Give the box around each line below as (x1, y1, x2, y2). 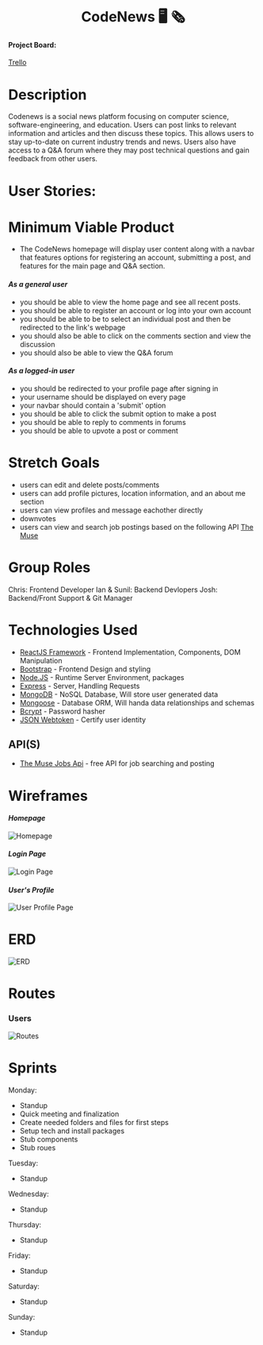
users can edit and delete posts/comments (19, 480, 160, 489)
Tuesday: (8, 1158, 38, 1168)
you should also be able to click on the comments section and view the (19, 330, 252, 340)
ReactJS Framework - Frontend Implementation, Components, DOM (19, 647, 242, 657)
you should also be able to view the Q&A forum (19, 348, 173, 358)
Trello (8, 58, 27, 68)
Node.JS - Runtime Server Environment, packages (19, 672, 185, 682)
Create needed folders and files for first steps (19, 1117, 169, 1127)
